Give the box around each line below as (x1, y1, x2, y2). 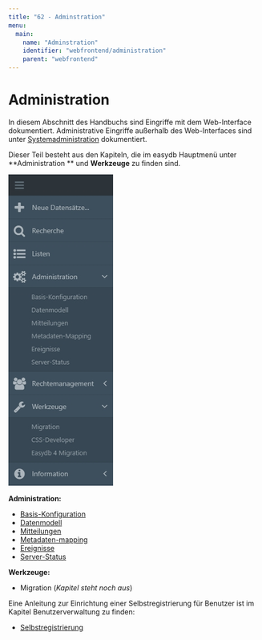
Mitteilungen (19, 526, 62, 536)
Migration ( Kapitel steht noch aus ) (19, 582, 133, 593)
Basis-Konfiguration (19, 509, 87, 519)
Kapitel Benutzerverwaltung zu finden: (8, 606, 135, 617)
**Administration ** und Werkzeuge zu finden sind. (8, 158, 181, 168)
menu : (8, 21, 26, 30)
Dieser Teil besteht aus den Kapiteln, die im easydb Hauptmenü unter (8, 149, 237, 160)
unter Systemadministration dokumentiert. (8, 134, 147, 144)
